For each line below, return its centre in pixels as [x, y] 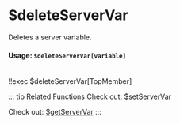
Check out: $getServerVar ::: [55, 112]
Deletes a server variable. [50, 37]
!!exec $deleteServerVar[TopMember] [70, 81]
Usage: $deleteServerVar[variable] [67, 55]
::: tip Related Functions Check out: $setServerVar [90, 96]
